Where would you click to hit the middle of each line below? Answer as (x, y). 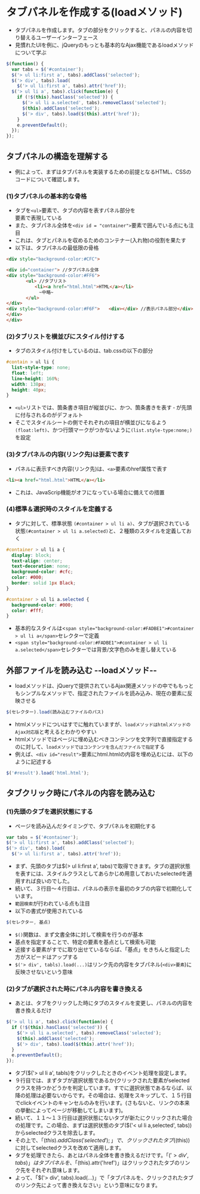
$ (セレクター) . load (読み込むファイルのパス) (55, 712)
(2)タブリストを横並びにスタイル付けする (66, 336)
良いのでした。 (54, 881)
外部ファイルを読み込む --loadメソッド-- (81, 670)
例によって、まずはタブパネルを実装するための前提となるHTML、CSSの (103, 172)
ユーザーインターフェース (67, 37)
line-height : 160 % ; (36, 379)
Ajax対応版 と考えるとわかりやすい (56, 732)
